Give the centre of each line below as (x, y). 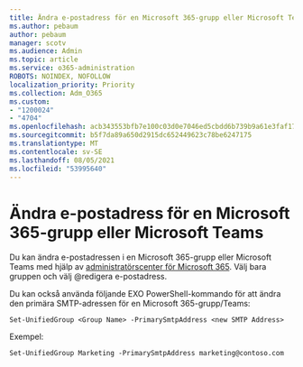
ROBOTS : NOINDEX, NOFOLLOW (60, 77)
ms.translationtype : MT (54, 143)
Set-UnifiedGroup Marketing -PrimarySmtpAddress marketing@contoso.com (147, 353)
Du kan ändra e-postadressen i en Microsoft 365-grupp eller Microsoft (141, 257)
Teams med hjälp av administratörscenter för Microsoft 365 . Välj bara (138, 267)
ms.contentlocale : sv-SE (56, 151)
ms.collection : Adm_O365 (56, 93)
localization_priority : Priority (72, 85)
